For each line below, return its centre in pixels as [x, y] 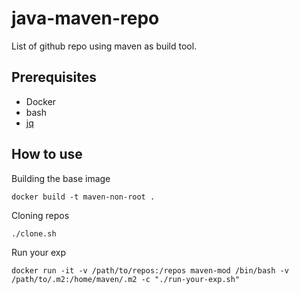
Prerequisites [54, 77]
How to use [47, 154]
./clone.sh [34, 233]
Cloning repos [40, 215]
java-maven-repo [85, 18]
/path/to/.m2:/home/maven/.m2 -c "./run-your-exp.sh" [126, 279]
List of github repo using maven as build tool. [104, 46]
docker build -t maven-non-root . [83, 197]
